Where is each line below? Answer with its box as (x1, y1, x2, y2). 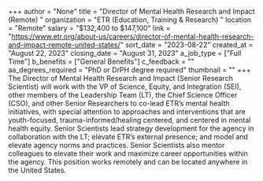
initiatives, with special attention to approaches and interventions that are (8, 107, 246, 116)
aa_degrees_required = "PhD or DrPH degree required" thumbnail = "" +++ (8, 65, 251, 74)
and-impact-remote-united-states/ (8, 40, 120, 50)
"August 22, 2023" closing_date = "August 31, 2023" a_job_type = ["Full (8, 49, 242, 57)
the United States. (8, 165, 67, 175)
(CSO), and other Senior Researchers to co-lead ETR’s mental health (8, 98, 230, 108)
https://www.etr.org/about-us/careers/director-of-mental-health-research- (11, 31, 254, 41)
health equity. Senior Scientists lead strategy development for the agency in (8, 124, 254, 133)
